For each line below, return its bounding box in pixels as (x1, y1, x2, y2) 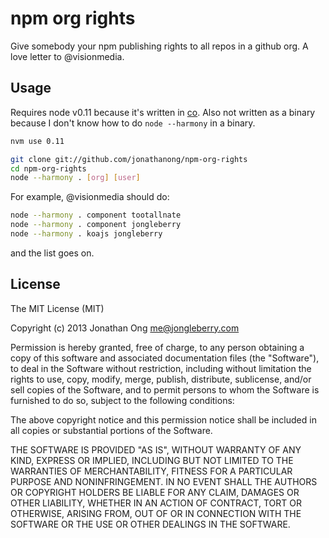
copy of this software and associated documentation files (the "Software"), (10, 352, 320, 364)
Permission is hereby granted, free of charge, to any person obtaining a (10, 341, 305, 353)
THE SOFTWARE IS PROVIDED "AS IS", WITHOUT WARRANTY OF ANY (10, 443, 302, 456)
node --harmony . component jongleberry (10, 220, 182, 230)
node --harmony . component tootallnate (10, 210, 182, 221)
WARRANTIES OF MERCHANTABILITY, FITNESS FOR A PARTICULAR (10, 465, 293, 477)
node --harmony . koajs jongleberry (10, 229, 163, 239)
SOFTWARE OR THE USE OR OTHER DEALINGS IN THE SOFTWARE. (10, 518, 291, 530)
